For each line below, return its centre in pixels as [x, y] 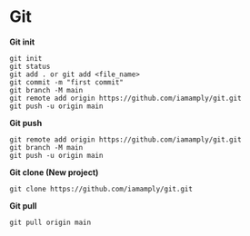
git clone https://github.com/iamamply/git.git [101, 189]
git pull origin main [50, 222]
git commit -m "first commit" [67, 82]
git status [30, 66]
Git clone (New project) [54, 172]
